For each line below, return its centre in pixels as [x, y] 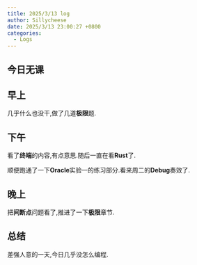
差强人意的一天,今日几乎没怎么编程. [58, 254]
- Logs [23, 40]
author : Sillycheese [37, 20]
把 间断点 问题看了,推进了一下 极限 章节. [61, 212]
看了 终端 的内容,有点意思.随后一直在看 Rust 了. [72, 155]
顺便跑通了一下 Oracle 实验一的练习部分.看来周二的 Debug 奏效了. [98, 170]
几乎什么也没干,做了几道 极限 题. [52, 113]
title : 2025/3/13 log [39, 14]
